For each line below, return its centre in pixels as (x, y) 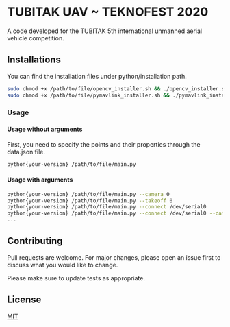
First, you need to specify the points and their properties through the (104, 144)
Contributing (35, 241)
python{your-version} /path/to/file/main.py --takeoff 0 (90, 201)
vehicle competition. (36, 38)
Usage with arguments (40, 180)
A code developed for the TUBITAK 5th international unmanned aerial (105, 31)
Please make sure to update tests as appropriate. (76, 278)
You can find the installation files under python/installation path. (97, 76)
